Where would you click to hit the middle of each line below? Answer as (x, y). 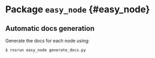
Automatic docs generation (50, 28)
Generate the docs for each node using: (47, 41)
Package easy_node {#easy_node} (78, 9)
